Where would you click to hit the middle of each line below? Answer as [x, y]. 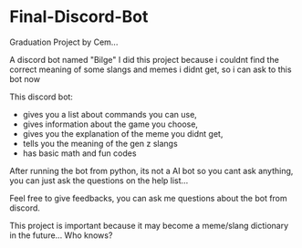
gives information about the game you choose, [110, 124]
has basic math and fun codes [79, 153]
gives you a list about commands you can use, [110, 114]
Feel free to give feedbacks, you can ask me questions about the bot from [148, 198]
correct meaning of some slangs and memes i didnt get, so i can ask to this [151, 69]
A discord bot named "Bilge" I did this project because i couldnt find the [145, 59]
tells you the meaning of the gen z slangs [100, 143]
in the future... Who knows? [61, 235]
